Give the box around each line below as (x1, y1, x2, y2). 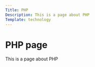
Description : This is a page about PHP (5, 12, 90, 17)
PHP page (5, 39, 48, 51)
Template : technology (5, 17, 51, 22)
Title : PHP (5, 7, 28, 13)
